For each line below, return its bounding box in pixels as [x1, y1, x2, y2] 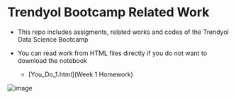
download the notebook [17, 56, 87, 64]
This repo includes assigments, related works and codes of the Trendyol [17, 28, 229, 36]
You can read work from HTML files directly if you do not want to [17, 49, 208, 57]
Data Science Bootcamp [17, 35, 89, 43]
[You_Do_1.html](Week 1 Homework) [28, 70, 133, 78]
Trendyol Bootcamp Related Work [7, 4, 210, 21]
